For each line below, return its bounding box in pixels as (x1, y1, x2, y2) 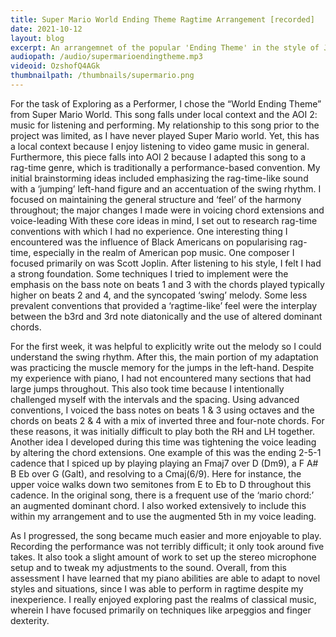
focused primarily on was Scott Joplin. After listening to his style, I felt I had (10, 257, 322, 269)
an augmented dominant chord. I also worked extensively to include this (10, 499, 307, 511)
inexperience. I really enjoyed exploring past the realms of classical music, (10, 593, 317, 605)
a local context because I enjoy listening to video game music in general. (10, 140, 310, 152)
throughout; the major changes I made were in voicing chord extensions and (10, 204, 325, 216)
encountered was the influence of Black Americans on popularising (10, 236, 288, 248)
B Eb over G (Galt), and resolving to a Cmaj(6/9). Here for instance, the (10, 467, 302, 480)
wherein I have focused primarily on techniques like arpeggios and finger (10, 604, 312, 616)
